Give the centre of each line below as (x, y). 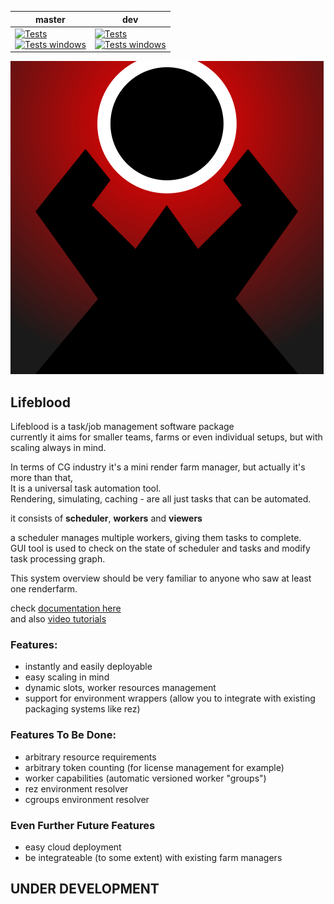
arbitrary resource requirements (90, 757)
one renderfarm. (44, 589)
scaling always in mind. (58, 448)
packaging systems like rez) (82, 709)
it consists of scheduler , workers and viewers (106, 518)
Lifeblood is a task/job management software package (122, 427)
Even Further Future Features (83, 825)
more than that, (42, 478)
